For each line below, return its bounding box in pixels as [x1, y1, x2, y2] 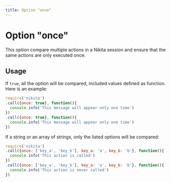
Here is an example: [5, 86, 48, 92]
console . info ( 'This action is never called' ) [10, 167, 109, 172]
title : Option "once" [5, 7, 52, 13]
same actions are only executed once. [5, 52, 86, 58]
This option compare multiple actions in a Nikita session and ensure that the [5, 47, 166, 53]
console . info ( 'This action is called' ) [10, 153, 96, 158]
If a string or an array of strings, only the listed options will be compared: [5, 134, 159, 140]
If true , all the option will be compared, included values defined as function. [5, 80, 166, 87]
